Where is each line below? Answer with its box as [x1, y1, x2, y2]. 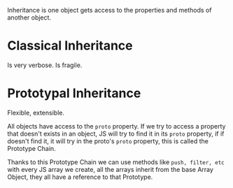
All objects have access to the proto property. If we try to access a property [7, 122, 226, 130]
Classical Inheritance [7, 38, 133, 54]
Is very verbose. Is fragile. [7, 61, 83, 69]
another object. [7, 13, 51, 22]
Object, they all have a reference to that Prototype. [7, 173, 153, 181]
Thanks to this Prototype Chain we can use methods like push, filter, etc [7, 157, 225, 166]
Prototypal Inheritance [7, 85, 141, 101]
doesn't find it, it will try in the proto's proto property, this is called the [7, 136, 209, 145]
